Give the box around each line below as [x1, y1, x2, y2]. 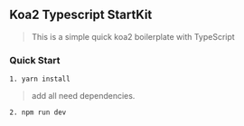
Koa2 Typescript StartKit [9, 7, 153, 23]
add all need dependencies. [31, 91, 136, 102]
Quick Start [9, 53, 61, 66]
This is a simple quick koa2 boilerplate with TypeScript [31, 31, 235, 42]
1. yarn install [9, 74, 70, 84]
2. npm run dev [9, 108, 67, 117]
